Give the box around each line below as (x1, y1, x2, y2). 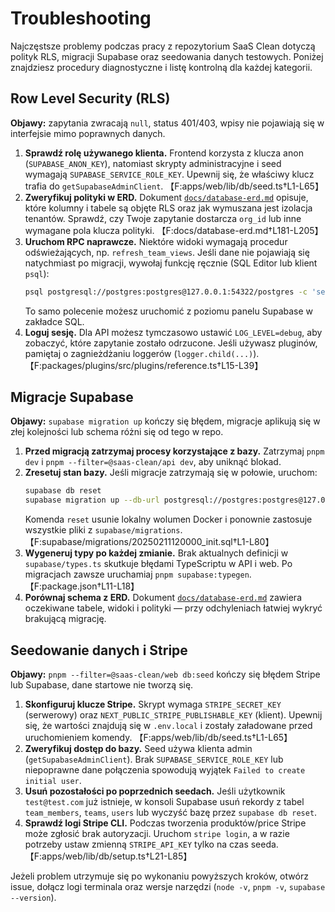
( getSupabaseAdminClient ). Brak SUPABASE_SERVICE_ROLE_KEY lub (24, 753, 284, 765)
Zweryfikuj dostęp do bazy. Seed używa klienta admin (24, 743, 253, 754)
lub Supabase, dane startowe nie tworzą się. (10, 679, 194, 691)
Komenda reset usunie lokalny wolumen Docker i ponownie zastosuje (24, 513, 313, 526)
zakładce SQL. (24, 315, 85, 327)
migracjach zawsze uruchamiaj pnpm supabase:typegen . (24, 568, 252, 581)
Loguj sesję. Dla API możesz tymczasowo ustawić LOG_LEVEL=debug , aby (24, 326, 323, 338)
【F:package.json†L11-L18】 (24, 580, 140, 592)
